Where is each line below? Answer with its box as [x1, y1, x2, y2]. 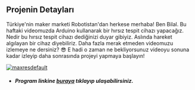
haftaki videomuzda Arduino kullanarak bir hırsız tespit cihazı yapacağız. [6, 27, 184, 34]
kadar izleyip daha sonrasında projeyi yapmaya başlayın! [6, 52, 145, 59]
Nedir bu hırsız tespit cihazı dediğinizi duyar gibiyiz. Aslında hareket [6, 33, 173, 41]
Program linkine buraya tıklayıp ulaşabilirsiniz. [14, 77, 134, 85]
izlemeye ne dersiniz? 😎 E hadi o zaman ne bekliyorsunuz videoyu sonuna [6, 46, 190, 53]
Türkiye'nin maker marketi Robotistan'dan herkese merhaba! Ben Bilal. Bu [6, 20, 187, 27]
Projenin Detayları [6, 5, 75, 15]
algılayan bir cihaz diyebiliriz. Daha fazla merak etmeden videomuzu [6, 39, 174, 46]
